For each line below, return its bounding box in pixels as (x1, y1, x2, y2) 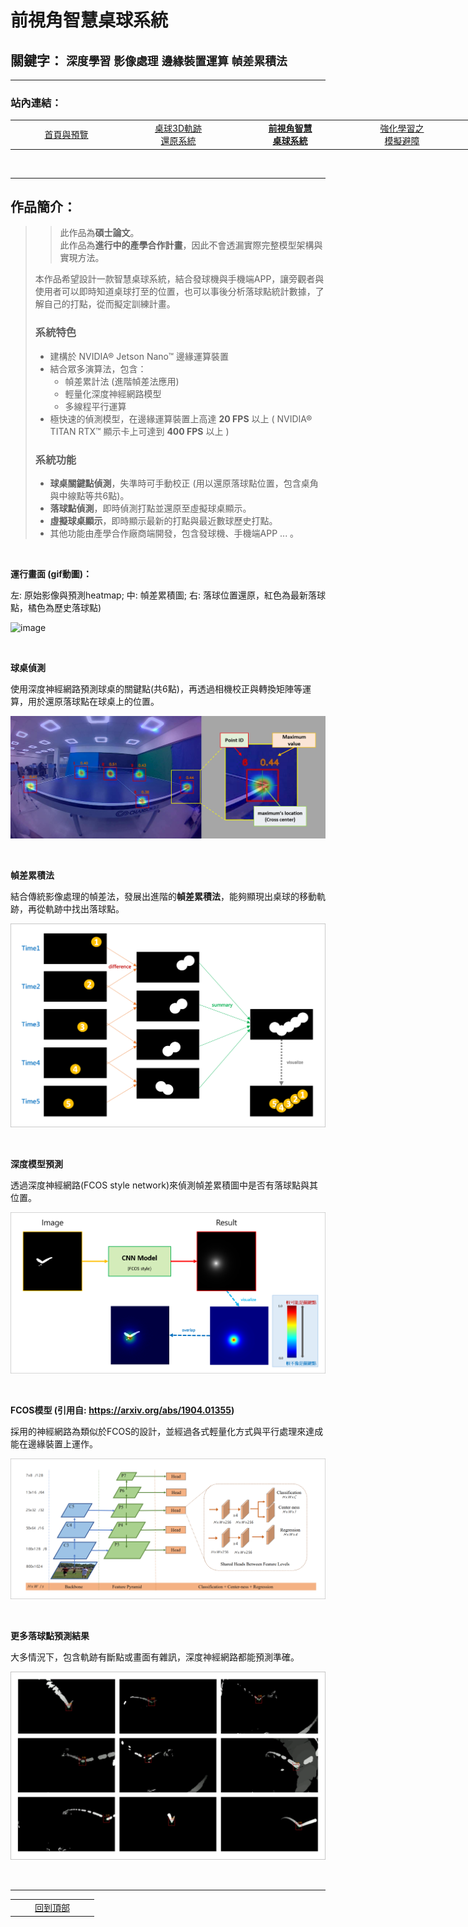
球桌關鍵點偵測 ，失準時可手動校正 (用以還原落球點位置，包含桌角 (49, 477, 319, 489)
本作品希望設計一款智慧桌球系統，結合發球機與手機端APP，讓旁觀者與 (34, 273, 325, 285)
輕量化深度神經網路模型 (64, 387, 162, 400)
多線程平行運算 (64, 400, 127, 412)
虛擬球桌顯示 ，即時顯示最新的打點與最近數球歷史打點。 (49, 514, 278, 526)
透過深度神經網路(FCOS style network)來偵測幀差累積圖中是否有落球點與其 (10, 1179, 318, 1191)
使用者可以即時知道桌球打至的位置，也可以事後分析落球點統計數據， (34, 286, 316, 298)
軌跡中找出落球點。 (44, 903, 125, 915)
